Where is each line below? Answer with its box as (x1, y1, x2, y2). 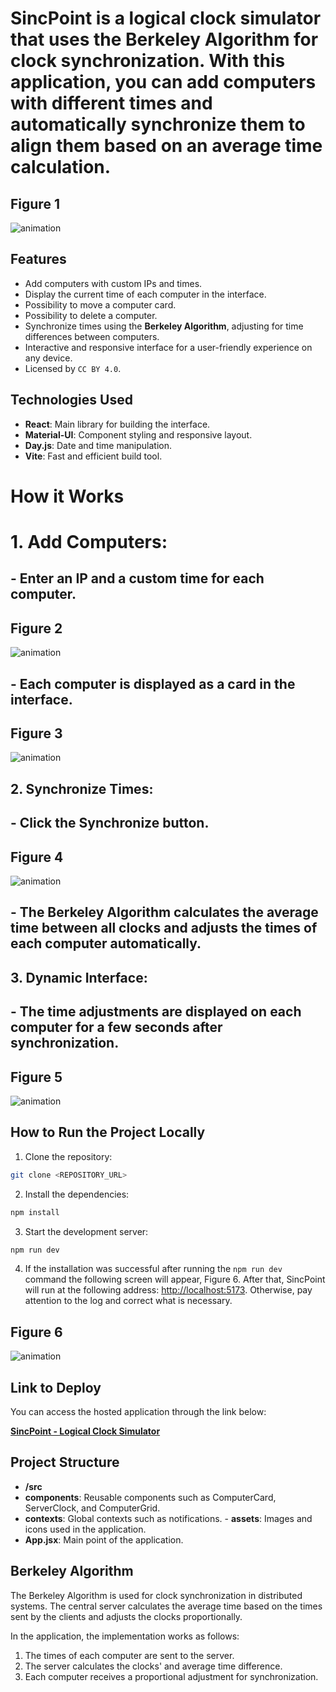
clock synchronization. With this (10, 50, 286, 72)
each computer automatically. (10, 935, 202, 952)
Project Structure (10, 1454, 120, 1471)
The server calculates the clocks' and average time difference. (24, 1660, 283, 1672)
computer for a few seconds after (10, 1019, 223, 1036)
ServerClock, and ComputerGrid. (24, 1502, 161, 1514)
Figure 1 (10, 195, 60, 212)
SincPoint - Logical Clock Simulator (10, 1425, 161, 1437)
